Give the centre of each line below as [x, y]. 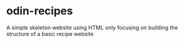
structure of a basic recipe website [50, 33]
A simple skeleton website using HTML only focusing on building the [92, 27]
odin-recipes [40, 11]
